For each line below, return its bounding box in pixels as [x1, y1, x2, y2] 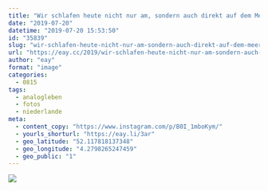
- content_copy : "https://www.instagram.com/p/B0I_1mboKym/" [15, 123, 223, 131]
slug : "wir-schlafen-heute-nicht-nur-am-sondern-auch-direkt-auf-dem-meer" [8, 41, 266, 49]
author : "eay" [8, 57, 56, 64]
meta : [8, 115, 26, 123]
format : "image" [8, 64, 62, 72]
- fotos [15, 100, 41, 108]
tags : [8, 85, 26, 94]
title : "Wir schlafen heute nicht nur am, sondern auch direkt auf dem [8, 11, 251, 20]
